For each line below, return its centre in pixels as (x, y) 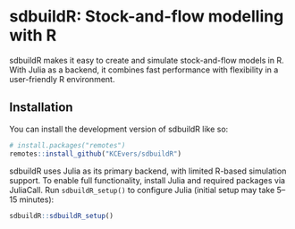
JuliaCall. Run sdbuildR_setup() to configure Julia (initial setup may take (142, 190)
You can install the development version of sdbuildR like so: (119, 129)
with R (33, 35)
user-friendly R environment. (62, 79)
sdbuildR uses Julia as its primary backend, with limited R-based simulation (148, 171)
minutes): (37, 199)
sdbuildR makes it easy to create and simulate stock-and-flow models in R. (147, 60)
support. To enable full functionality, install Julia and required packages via (147, 180)
